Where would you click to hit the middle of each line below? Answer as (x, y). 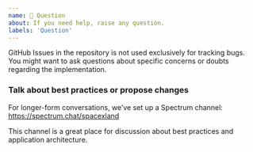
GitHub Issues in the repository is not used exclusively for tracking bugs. (127, 53)
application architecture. (48, 139)
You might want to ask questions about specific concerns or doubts (119, 61)
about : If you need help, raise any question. (86, 23)
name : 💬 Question (37, 15)
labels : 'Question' (40, 30)
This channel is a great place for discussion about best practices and (121, 131)
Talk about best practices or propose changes (98, 90)
